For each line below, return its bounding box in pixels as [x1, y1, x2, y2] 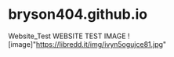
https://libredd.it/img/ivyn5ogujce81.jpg [35, 39, 163, 48]
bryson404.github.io [8, 5, 148, 23]
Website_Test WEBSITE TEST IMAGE [8, 31, 127, 41]
